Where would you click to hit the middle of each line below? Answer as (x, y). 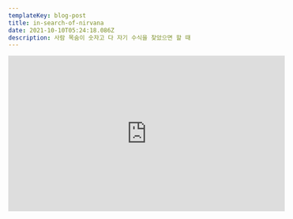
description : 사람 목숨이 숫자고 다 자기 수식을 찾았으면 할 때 (100, 38)
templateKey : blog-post (47, 15)
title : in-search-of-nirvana (56, 23)
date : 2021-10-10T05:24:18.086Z (61, 30)
